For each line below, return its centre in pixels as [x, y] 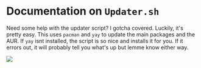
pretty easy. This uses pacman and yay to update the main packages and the [101, 34]
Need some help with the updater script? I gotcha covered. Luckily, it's [95, 28]
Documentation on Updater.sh [83, 11]
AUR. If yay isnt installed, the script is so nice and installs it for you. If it [95, 41]
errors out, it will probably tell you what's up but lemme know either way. [97, 47]
